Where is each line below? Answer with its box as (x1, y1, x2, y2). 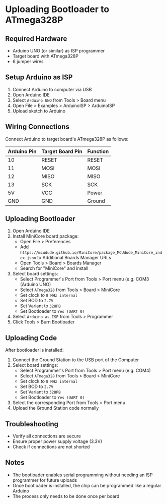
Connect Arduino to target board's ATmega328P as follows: (5, 136, 129, 142)
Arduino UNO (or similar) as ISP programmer (12, 48, 105, 53)
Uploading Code (5, 333, 57, 342)
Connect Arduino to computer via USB (12, 86, 92, 92)
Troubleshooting (5, 420, 59, 428)
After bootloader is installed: (5, 347, 64, 353)
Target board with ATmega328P (12, 53, 79, 59)
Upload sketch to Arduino (12, 107, 66, 114)
